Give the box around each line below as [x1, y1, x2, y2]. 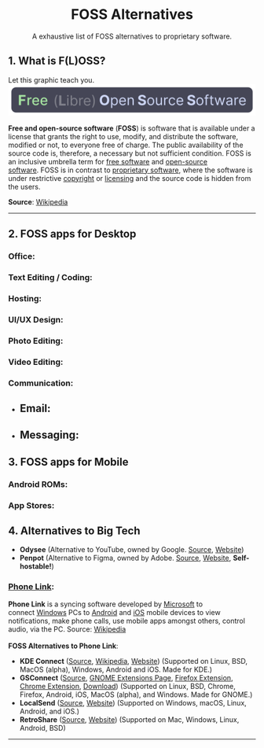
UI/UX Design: [8, 314, 64, 325]
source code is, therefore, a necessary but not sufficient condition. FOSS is [8, 148, 251, 158]
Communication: [8, 378, 74, 389]
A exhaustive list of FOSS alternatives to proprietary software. [31, 31, 233, 41]
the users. [8, 182, 41, 191]
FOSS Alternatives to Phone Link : [8, 641, 119, 650]
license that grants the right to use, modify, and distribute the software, [8, 131, 238, 141]
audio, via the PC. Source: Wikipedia [8, 624, 126, 634]
